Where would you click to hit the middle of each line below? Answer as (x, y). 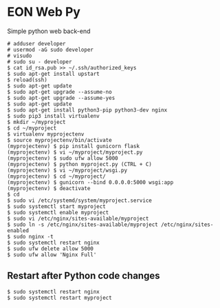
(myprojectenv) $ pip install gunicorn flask (73, 146)
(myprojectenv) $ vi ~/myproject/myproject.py (75, 152)
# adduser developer (37, 43)
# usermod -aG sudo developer (51, 50)
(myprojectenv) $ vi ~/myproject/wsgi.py (67, 170)
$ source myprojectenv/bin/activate (59, 140)
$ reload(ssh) (27, 80)
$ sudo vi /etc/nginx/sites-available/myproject (78, 218)
